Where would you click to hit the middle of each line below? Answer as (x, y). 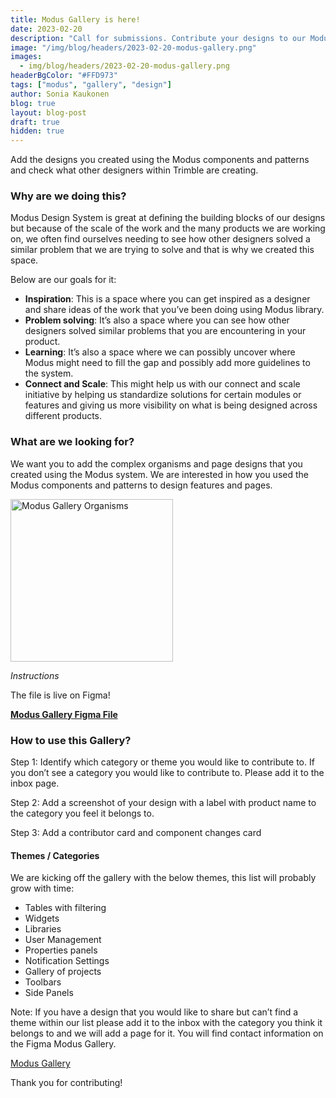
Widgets (42, 918)
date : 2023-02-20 (46, 29)
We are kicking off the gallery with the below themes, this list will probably (163, 878)
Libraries (43, 929)
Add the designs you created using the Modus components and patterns (160, 160)
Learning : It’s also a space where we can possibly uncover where (160, 352)
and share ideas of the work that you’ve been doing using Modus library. (174, 310)
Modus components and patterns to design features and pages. (141, 485)
